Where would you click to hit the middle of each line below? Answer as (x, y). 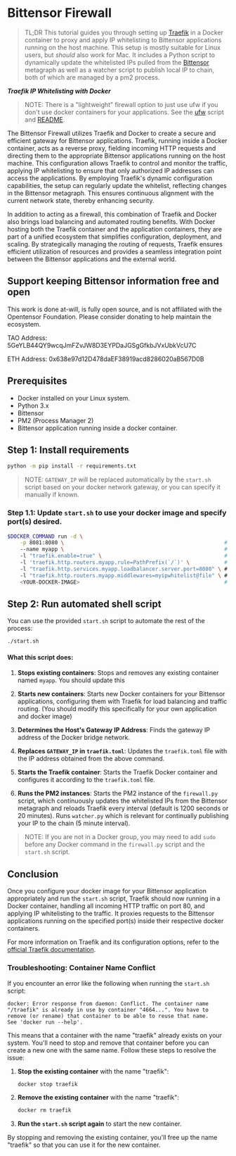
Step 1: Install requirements (68, 450)
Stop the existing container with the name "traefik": (93, 1071)
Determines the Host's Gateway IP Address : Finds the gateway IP (114, 730)
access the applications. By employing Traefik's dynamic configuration (110, 178)
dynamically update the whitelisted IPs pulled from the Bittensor (117, 62)
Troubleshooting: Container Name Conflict (81, 968)
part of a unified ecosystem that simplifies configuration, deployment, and (114, 237)
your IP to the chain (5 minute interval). (74, 823)
